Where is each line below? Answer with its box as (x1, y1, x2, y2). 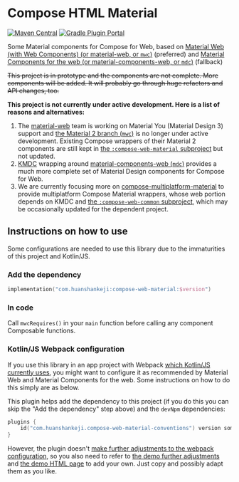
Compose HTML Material (7, 5, 158, 21)
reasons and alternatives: (7, 108, 85, 116)
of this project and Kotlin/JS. (7, 251, 90, 261)
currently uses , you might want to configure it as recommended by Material (7, 368, 228, 377)
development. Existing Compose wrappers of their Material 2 (17, 137, 196, 145)
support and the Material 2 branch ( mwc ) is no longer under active (17, 129, 208, 137)
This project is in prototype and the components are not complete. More (7, 71, 219, 80)
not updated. (17, 152, 55, 160)
